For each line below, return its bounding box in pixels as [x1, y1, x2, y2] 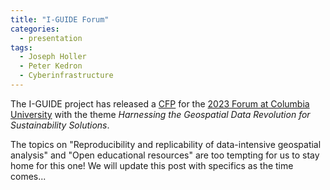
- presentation [19, 33, 83, 43]
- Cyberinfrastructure [19, 71, 114, 81]
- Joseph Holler [19, 52, 87, 62]
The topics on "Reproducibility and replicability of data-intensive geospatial [10, 138, 322, 150]
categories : [10, 24, 60, 34]
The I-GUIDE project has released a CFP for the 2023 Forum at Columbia [10, 97, 310, 110]
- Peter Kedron [19, 61, 83, 71]
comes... [10, 170, 47, 182]
